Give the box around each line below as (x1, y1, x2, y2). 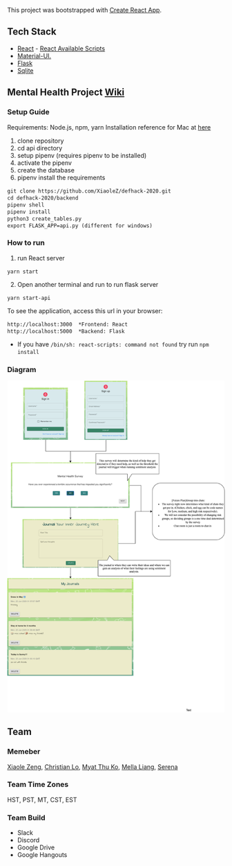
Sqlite (17, 66, 34, 75)
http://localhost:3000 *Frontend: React (7, 321, 128, 328)
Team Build (7, 813, 46, 822)
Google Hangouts (17, 851, 68, 859)
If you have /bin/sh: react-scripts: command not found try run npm (17, 339, 209, 348)
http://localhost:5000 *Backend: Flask (7, 328, 126, 335)
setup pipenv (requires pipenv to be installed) (17, 151, 147, 159)
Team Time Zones (7, 779, 69, 789)
